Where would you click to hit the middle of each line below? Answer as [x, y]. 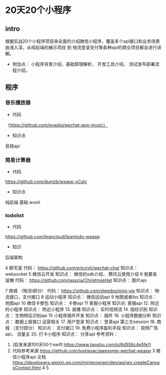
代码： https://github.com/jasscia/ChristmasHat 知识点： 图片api [81, 281]
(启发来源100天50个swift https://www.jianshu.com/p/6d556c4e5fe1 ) [82, 345]
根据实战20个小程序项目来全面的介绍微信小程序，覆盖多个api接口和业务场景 [83, 41]
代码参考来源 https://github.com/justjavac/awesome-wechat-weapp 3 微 [86, 351]
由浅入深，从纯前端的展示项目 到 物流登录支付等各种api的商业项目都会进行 [81, 47]
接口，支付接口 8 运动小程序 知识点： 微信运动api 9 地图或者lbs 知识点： [83, 297]
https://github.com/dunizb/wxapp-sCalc [46, 182]
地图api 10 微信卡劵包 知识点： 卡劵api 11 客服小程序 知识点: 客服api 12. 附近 [82, 303]
